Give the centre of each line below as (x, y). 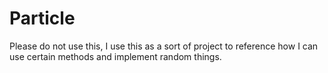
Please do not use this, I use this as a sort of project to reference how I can (164, 46)
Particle (42, 18)
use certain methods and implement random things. (115, 56)
